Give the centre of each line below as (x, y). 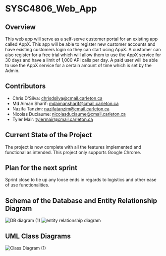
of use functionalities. (27, 185)
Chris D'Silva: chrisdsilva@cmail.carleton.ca (57, 98)
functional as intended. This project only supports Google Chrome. (73, 152)
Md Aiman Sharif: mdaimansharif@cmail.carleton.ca (65, 103)
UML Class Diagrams (38, 236)
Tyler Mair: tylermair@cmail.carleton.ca (53, 119)
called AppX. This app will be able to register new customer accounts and (80, 44)
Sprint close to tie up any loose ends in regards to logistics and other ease (81, 180)
